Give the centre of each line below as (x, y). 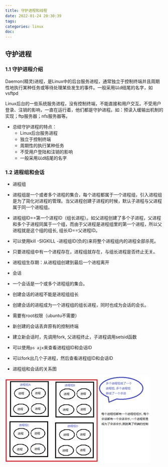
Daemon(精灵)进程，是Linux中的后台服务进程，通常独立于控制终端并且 (78, 81)
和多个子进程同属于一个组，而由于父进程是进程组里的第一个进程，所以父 (87, 224)
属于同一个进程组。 (32, 207)
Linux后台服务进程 (39, 133)
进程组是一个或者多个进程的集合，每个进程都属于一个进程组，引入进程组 (87, 195)
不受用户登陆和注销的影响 (46, 152)
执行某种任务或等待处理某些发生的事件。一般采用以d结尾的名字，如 (83, 87)
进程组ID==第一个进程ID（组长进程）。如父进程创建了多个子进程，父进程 (87, 218)
